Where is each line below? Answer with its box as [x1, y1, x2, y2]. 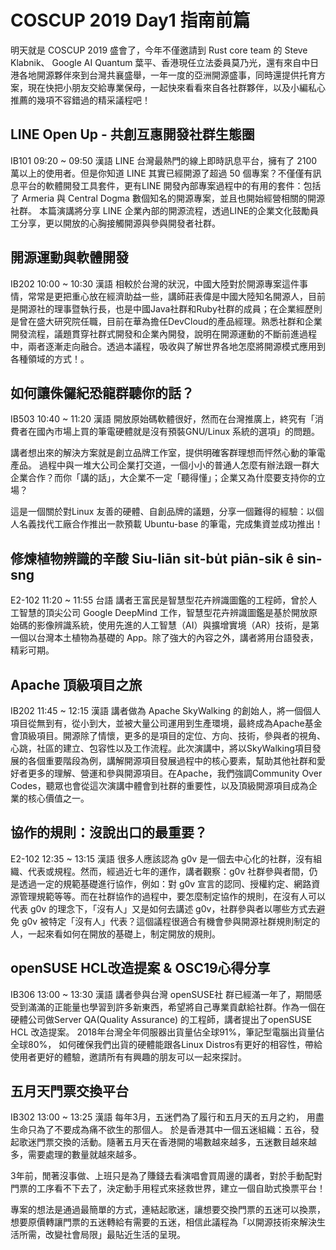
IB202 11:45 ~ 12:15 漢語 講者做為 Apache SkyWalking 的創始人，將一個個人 [10, 705, 322, 716]
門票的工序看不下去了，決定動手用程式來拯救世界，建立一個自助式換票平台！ [10, 1182, 326, 1195]
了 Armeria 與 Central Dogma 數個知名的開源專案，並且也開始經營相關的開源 [10, 192, 325, 204]
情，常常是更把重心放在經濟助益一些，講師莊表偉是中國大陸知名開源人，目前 [10, 290, 326, 302]
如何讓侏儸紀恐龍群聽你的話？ [10, 384, 195, 401]
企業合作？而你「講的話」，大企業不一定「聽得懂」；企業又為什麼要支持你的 [10, 472, 317, 484]
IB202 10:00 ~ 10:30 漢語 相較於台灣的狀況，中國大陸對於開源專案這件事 [10, 277, 309, 290]
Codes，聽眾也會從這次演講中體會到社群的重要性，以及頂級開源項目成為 [10, 780, 309, 791]
